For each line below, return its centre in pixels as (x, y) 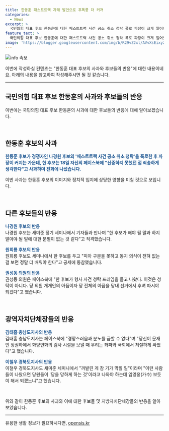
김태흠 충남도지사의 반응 (29, 332)
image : (12, 43)
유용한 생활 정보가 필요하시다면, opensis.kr (48, 423)
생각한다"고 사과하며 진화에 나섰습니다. (43, 169)
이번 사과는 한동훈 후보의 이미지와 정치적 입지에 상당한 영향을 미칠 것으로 (76, 180)
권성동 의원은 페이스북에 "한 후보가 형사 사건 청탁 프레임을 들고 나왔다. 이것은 (80, 279)
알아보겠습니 (151, 110)
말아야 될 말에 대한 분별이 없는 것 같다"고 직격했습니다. (59, 239)
